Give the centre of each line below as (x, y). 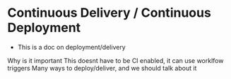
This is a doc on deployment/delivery (71, 47)
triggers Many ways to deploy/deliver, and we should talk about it (102, 68)
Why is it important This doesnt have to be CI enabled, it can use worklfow (115, 60)
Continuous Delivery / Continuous (109, 13)
